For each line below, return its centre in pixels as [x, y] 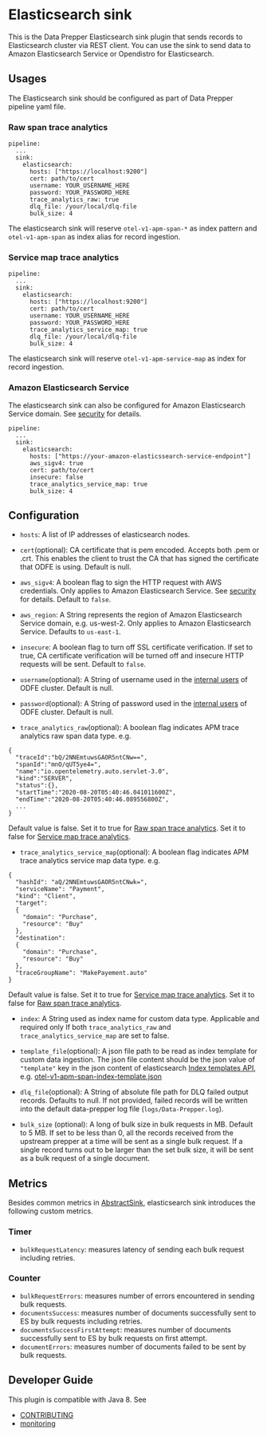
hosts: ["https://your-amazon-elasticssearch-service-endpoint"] [140, 456]
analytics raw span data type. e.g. [75, 736]
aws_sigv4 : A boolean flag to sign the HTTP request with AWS [120, 582]
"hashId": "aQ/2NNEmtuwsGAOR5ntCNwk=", [82, 882]
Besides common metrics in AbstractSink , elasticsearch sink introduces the [132, 1203]
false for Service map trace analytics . [70, 837]
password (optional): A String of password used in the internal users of [133, 704]
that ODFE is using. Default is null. [75, 567]
